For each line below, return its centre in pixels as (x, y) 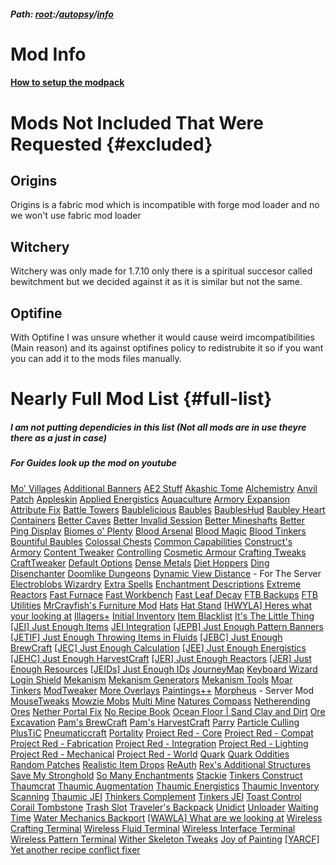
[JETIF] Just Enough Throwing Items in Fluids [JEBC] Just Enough (146, 637)
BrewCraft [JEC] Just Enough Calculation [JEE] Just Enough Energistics (158, 647)
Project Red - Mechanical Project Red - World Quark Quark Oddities (150, 754)
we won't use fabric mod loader (76, 216)
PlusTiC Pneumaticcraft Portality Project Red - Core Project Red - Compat (162, 732)
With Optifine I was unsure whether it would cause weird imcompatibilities (162, 337)
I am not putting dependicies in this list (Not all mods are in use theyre (158, 427)
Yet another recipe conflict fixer (75, 849)
